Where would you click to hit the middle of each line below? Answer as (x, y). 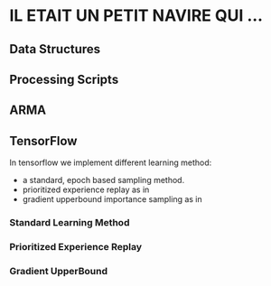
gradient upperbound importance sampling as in (112, 199)
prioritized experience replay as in (86, 189)
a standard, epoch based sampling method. (103, 180)
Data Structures (55, 49)
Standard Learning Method (70, 223)
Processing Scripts (64, 79)
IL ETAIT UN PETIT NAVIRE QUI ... (136, 16)
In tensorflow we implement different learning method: (111, 162)
